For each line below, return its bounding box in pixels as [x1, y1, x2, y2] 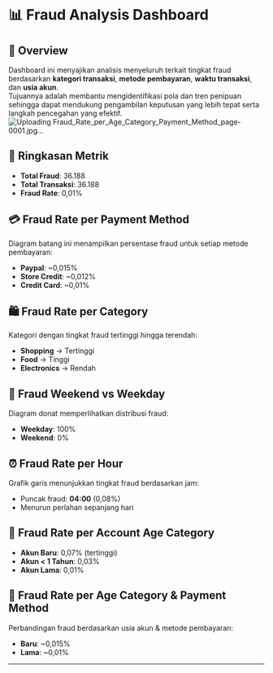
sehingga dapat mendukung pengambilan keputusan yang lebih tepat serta [8, 100, 260, 109]
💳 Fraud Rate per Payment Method [8, 212, 189, 227]
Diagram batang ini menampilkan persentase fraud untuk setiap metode [8, 238, 249, 248]
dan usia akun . [8, 82, 59, 92]
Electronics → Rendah [19, 363, 96, 374]
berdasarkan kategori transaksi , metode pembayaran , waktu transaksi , [8, 74, 253, 83]
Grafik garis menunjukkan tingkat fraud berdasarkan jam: [8, 479, 199, 488]
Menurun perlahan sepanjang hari [19, 503, 134, 513]
